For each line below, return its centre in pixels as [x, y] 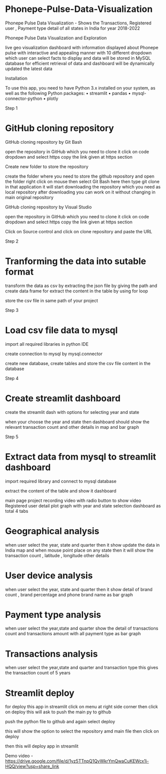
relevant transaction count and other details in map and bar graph [72, 427]
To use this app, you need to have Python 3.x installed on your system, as [80, 88]
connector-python [24, 98]
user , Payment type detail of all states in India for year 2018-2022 [73, 28]
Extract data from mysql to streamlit [81, 457]
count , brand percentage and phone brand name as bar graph [69, 594]
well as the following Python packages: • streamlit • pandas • [68, 93]
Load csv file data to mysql [61, 330]
